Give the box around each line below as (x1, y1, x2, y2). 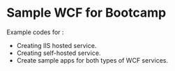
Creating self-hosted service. (16, 49, 101, 57)
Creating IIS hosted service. (16, 41, 97, 49)
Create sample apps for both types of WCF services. (16, 56, 169, 64)
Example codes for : (6, 28, 64, 36)
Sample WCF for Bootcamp (6, 5, 167, 21)
